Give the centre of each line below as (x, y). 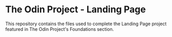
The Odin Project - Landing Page (76, 10)
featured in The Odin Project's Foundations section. (60, 29)
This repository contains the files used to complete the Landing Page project (86, 24)
